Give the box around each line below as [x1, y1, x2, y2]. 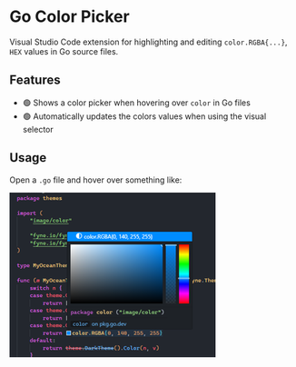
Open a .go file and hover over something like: [9, 174, 183, 185]
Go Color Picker [9, 6, 130, 27]
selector [22, 124, 54, 134]
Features [9, 73, 61, 88]
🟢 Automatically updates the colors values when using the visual [22, 111, 267, 122]
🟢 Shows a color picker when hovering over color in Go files [22, 97, 252, 108]
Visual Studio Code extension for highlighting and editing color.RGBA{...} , [9, 36, 288, 47]
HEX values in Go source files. [9, 45, 119, 56]
